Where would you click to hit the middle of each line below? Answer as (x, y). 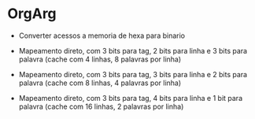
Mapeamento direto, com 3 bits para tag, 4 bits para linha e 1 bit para (131, 98)
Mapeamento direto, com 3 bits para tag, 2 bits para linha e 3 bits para (133, 50)
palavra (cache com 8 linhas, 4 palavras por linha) (100, 83)
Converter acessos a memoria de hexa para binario (102, 35)
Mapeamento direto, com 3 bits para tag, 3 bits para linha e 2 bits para (133, 74)
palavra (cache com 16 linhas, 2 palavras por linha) (101, 106)
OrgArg (32, 14)
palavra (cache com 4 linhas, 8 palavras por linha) (100, 59)
